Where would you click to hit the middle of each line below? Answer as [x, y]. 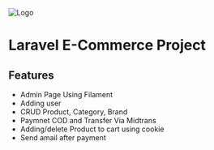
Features [31, 75]
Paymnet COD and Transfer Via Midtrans [88, 120]
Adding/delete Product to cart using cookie [92, 129]
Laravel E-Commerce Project [107, 45]
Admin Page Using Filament [66, 94]
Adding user [41, 103]
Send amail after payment [63, 137]
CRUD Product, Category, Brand [74, 112]
